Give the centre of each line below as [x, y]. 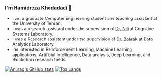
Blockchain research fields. [39, 60]
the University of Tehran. [37, 23]
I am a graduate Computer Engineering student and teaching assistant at [85, 19]
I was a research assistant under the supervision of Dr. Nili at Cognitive [83, 29]
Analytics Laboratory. [33, 44]
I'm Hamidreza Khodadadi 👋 [38, 8]
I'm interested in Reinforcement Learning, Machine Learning [72, 49]
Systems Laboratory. [33, 34]
